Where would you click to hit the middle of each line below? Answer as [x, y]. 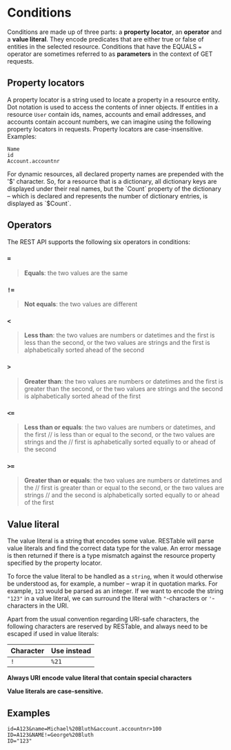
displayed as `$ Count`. [39, 203]
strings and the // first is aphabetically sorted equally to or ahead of [120, 442]
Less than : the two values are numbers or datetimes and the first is [119, 335]
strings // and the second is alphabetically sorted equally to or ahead [122, 495]
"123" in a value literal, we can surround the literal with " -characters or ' [110, 599]
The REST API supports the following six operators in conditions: [99, 242]
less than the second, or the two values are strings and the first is [117, 343]
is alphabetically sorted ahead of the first [82, 396]
